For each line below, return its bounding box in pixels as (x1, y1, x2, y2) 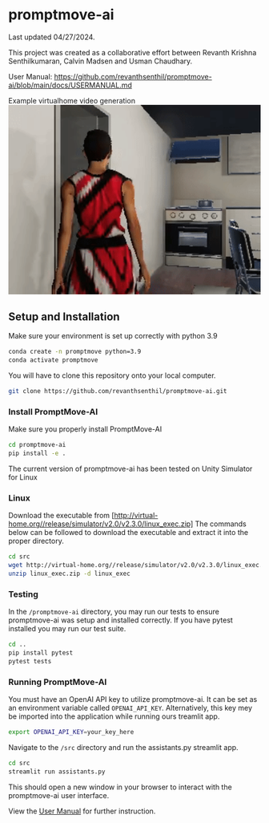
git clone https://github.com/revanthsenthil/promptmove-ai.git (8, 387, 227, 395)
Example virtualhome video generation (8, 95, 136, 105)
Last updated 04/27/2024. (8, 32, 95, 42)
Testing (8, 588, 38, 599)
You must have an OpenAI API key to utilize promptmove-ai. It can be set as (8, 695, 258, 704)
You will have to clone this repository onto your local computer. (8, 371, 216, 380)
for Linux (8, 472, 38, 482)
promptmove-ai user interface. (8, 790, 110, 800)
